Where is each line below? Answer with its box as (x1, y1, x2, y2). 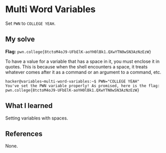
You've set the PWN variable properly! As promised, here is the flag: (5, 83, 160, 88)
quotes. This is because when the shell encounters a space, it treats (5, 63, 148, 69)
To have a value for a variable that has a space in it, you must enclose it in (5, 58, 160, 64)
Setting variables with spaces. (5, 115, 69, 121)
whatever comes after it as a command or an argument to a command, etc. (5, 69, 161, 75)
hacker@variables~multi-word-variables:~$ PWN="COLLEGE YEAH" (5, 79, 140, 84)
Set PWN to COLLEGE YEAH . (5, 20, 56, 26)
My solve (5, 35, 35, 44)
